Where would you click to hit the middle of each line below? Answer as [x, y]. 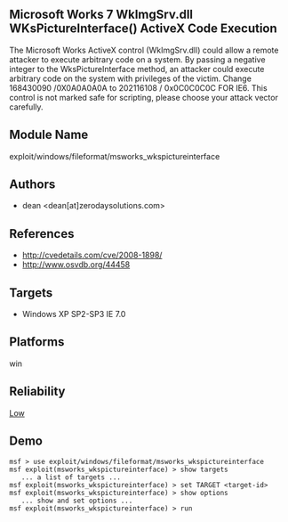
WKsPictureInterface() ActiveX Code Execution [143, 29]
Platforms [37, 342]
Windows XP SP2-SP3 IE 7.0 [74, 314]
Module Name [49, 135]
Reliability [37, 391]
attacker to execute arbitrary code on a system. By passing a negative [137, 59]
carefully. [26, 107]
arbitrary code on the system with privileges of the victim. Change [130, 78]
